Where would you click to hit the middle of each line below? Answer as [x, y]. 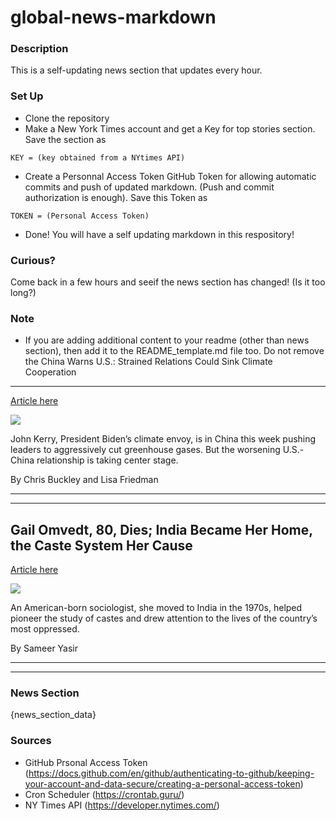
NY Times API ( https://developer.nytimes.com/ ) [122, 805]
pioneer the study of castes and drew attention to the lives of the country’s [164, 618]
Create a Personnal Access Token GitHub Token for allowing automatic [170, 176]
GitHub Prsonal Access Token [86, 762]
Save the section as [65, 139]
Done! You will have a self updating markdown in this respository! [159, 234]
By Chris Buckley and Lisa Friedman [84, 480]
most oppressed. [45, 629]
